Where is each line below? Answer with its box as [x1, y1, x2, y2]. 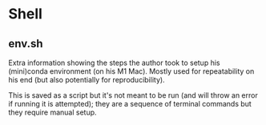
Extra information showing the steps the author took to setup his [8, 58, 220, 67]
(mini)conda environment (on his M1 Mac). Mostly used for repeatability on [8, 67, 255, 76]
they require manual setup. [8, 107, 98, 117]
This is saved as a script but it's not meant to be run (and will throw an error [8, 91, 258, 100]
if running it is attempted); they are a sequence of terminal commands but [8, 99, 252, 108]
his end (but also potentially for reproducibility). [8, 75, 166, 84]
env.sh [8, 37, 43, 50]
